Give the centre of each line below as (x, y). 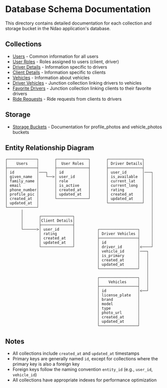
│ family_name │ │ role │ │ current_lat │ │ (79, 181)
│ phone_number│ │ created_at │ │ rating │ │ (79, 190)
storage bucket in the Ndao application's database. (58, 28)
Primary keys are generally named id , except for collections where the (85, 359)
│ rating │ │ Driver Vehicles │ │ (96, 234)
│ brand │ (119, 300)
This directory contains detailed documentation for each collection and (78, 23)
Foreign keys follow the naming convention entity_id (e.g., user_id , (82, 369)
